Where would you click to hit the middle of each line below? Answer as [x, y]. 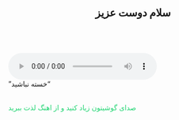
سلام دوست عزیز [133, 13]
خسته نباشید [29, 84]
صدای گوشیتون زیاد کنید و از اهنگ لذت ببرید [72, 107]
